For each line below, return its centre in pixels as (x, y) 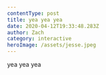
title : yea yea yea (35, 20)
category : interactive (39, 39)
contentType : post (33, 13)
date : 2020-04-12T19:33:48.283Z (53, 26)
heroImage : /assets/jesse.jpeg (52, 45)
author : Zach (26, 32)
